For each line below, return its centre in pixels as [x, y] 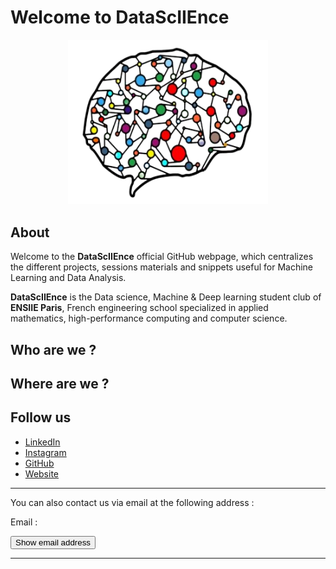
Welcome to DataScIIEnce [120, 17]
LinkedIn [42, 442]
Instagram [45, 452]
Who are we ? [53, 349]
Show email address [53, 542]
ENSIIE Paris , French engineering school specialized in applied [139, 308]
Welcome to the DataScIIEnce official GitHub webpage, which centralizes [162, 257]
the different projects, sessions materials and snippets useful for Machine [162, 267]
